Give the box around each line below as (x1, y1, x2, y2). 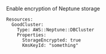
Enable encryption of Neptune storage (6, 5, 100, 12)
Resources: (6, 17, 33, 23)
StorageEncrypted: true (21, 37, 82, 43)
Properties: (17, 32, 46, 38)
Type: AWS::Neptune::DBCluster (17, 27, 95, 33)
